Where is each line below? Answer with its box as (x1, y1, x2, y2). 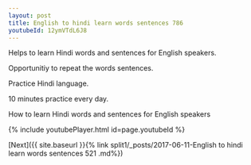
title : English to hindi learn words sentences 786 (8, 19, 183, 27)
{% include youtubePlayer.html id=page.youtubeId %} (8, 125, 186, 135)
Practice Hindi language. (8, 79, 89, 88)
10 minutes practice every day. (8, 94, 109, 104)
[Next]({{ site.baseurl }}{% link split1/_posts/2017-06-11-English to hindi (8, 140, 243, 150)
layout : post (8, 11, 52, 20)
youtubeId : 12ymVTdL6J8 (8, 26, 88, 34)
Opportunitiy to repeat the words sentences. (8, 63, 154, 73)
